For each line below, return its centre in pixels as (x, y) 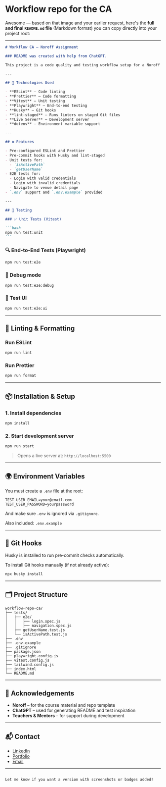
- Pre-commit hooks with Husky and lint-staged (55, 155)
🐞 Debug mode (23, 275)
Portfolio (21, 756)
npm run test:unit (24, 233)
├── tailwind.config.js (30, 665)
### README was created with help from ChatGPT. (56, 56)
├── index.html (21, 669)
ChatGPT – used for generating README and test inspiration (74, 710)
